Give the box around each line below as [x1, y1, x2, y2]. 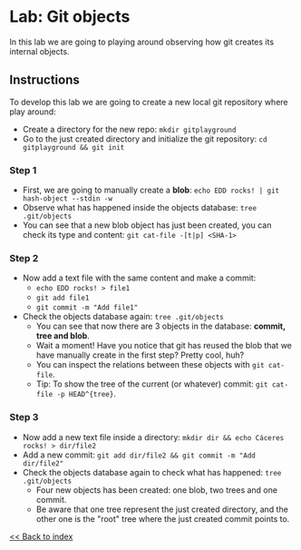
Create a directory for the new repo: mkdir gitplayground [22, 123, 237, 134]
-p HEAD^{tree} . [56, 388, 116, 399]
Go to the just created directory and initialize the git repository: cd [22, 133, 267, 144]
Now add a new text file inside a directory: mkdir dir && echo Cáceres [22, 431, 285, 442]
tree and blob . [35, 330, 91, 341]
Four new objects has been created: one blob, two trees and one [35, 484, 278, 496]
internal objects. [9, 45, 70, 56]
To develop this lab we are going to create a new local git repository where [9, 96, 288, 107]
